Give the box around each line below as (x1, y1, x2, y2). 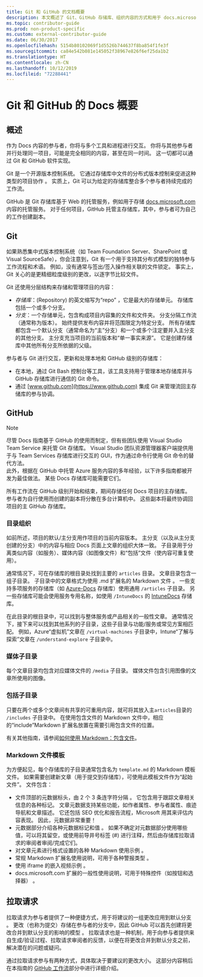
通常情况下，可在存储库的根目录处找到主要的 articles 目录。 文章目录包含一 (6, 570, 197, 577)
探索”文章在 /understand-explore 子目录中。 (6, 635, 117, 643)
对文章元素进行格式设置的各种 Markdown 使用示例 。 (14, 847, 147, 854)
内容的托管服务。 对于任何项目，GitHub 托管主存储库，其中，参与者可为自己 (6, 205, 196, 213)
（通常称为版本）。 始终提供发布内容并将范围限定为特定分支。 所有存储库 (14, 319, 196, 326)
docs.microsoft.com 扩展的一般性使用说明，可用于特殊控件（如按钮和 (14, 870, 188, 877)
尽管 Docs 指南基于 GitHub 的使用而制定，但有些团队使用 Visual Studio (6, 437, 182, 444)
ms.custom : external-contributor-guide (6, 31, 107, 38)
